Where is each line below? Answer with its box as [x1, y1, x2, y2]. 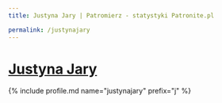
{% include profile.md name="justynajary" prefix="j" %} [8, 86, 192, 96]
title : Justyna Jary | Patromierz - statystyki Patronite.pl [8, 11, 215, 20]
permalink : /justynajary [8, 25, 90, 34]
